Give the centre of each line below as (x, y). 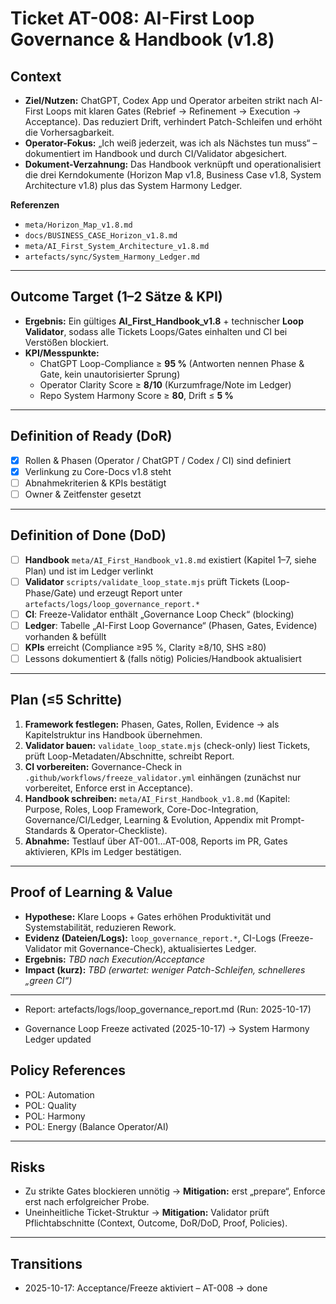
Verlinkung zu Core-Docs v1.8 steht (98, 471)
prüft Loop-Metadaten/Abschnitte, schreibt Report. (129, 756)
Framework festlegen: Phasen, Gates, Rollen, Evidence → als (152, 724)
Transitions (46, 1263)
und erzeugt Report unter (130, 593)
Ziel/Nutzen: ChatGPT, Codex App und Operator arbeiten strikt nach (166, 100)
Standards (46, 830)
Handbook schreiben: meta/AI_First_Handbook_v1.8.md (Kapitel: (157, 798)
